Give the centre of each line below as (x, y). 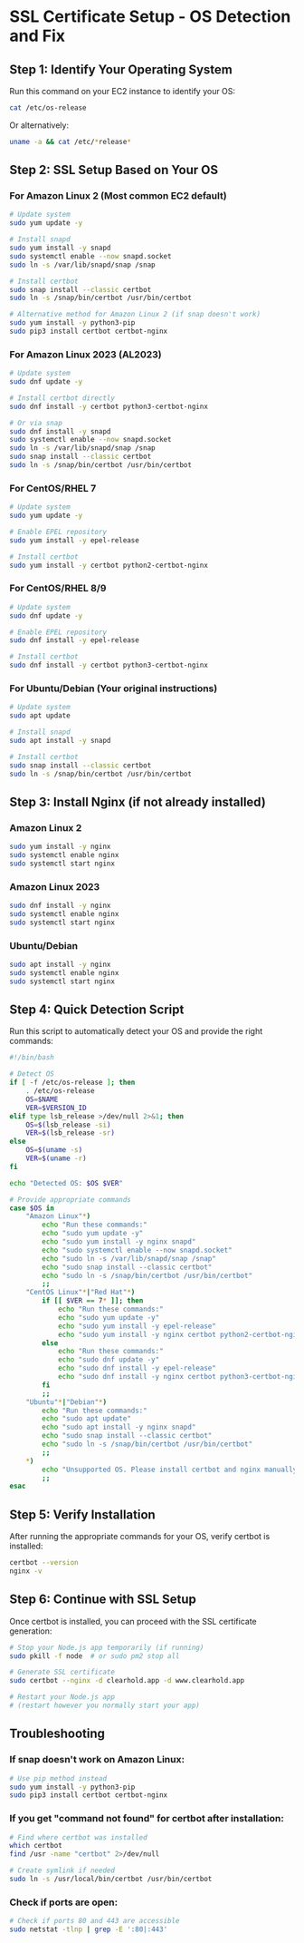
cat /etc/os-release (48, 108)
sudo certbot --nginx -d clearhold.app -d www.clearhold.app (127, 1681)
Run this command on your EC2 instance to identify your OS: (123, 91)
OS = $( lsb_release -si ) (68, 1125)
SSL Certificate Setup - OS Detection (150, 17)
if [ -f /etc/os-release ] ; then (72, 1083)
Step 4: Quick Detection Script (97, 1010)
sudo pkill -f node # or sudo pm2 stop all (95, 1656)
